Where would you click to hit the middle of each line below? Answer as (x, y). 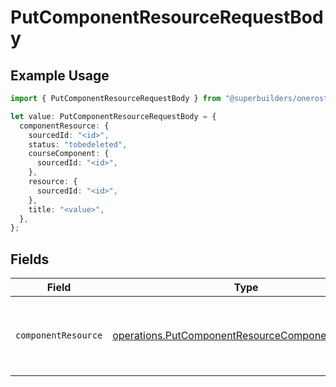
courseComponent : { (69, 154)
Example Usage (60, 75)
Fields (30, 259)
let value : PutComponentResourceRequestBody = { (113, 116)
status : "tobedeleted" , (78, 144)
